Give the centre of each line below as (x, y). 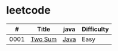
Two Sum (44, 39)
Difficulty (95, 29)
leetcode (28, 10)
